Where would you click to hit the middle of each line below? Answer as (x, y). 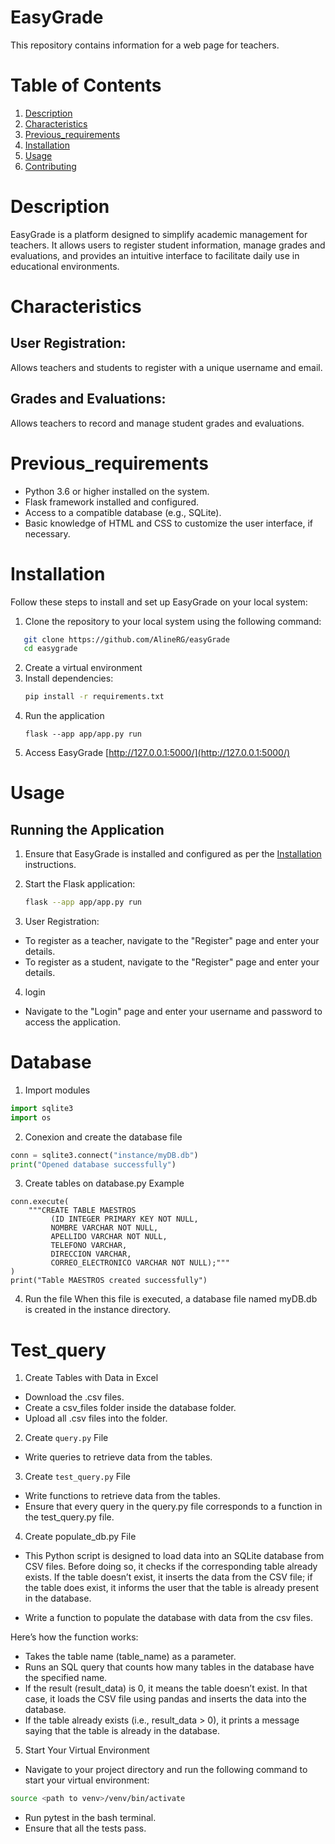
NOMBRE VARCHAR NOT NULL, (104, 1228)
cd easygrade (50, 649)
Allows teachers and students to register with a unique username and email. (166, 367)
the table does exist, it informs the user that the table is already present (171, 1588)
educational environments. (65, 266)
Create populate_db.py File (80, 1537)
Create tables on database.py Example (104, 1183)
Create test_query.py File (77, 1477)
